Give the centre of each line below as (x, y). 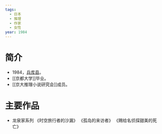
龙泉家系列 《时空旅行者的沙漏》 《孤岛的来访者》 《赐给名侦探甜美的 (82, 120)
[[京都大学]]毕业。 (30, 78)
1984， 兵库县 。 (28, 72)
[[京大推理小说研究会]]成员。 (41, 84)
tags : (10, 10)
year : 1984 (16, 32)
